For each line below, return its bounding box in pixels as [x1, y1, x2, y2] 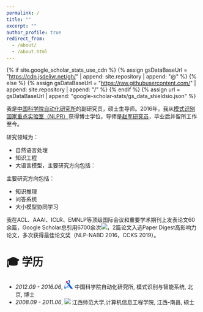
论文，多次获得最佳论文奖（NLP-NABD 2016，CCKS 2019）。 [6, 231, 160, 238]
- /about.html [12, 49, 48, 55]
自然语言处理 [15, 146, 48, 153]
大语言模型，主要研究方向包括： [15, 161, 96, 169]
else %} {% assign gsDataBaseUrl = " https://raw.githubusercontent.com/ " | [6, 79, 196, 86]
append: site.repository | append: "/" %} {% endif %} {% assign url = [6, 86, 180, 93]
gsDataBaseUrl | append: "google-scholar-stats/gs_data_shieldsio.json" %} [6, 92, 197, 99]
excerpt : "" [6, 23, 37, 29]
